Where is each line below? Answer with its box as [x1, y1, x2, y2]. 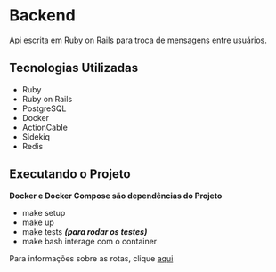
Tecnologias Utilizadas [9, 60, 139, 76]
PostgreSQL [21, 103, 67, 114]
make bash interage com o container [21, 236, 158, 246]
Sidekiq [21, 131, 51, 142]
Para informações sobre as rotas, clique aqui [9, 252, 174, 263]
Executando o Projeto [9, 166, 131, 182]
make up [21, 217, 55, 228]
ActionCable [21, 122, 69, 132]
